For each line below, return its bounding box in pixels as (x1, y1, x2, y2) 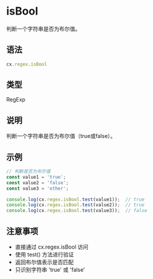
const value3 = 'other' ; (6, 185, 69, 191)
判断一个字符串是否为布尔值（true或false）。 (6, 133, 116, 140)
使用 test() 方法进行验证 (15, 251, 74, 258)
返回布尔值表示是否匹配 (15, 258, 74, 266)
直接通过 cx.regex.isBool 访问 (15, 243, 89, 250)
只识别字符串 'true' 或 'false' (15, 266, 86, 273)
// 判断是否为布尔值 (6, 168, 51, 174)
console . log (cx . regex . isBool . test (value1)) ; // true (6, 196, 145, 202)
